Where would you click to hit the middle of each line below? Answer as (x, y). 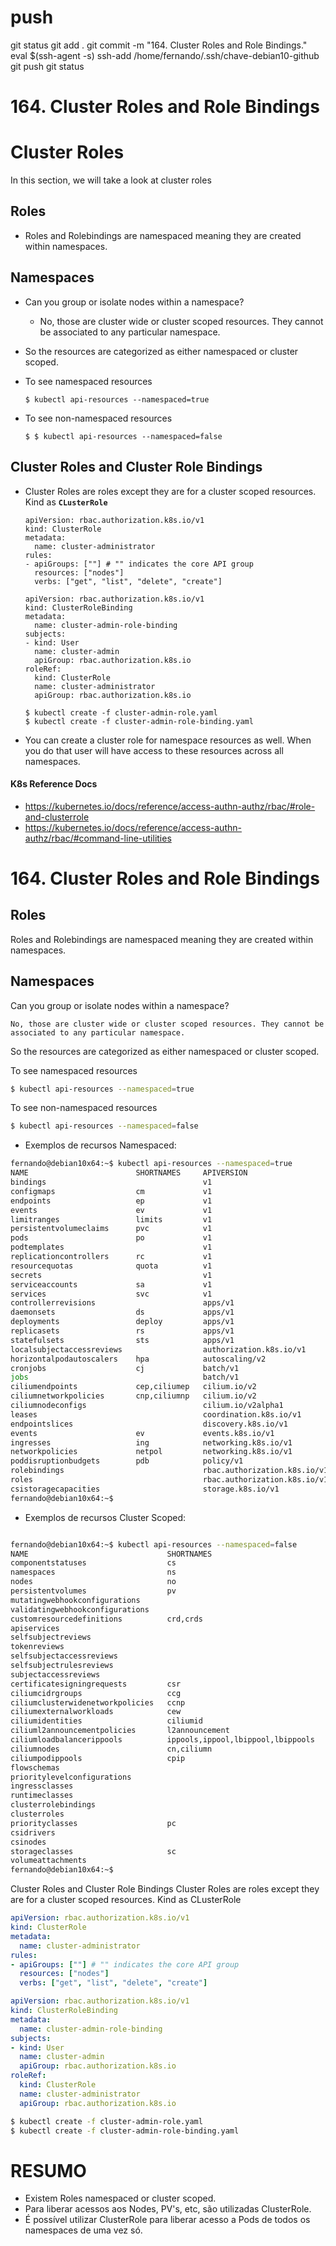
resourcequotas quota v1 (111, 1266)
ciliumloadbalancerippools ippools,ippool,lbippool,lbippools (162, 1740)
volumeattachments (48, 1861)
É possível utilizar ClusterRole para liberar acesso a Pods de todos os (167, 2220)
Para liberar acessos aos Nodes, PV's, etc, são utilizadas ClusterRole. (168, 2209)
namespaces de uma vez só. (83, 2230)
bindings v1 (111, 1182)
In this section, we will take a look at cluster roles (111, 180)
